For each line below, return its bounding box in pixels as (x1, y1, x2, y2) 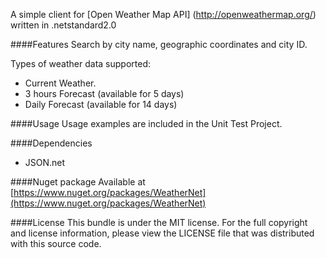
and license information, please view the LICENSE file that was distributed (10, 227, 315, 239)
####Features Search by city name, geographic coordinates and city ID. (10, 39, 308, 50)
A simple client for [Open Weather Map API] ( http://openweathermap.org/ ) (10, 9, 317, 20)
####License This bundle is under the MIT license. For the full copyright (10, 217, 308, 228)
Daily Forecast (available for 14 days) (24, 99, 178, 110)
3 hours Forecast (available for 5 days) (24, 88, 185, 99)
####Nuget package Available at (10, 176, 146, 188)
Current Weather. (24, 77, 97, 89)
